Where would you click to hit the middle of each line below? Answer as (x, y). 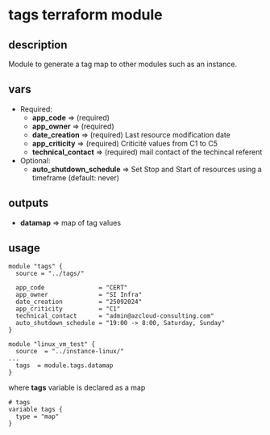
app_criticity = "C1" (68, 309)
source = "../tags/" (50, 274)
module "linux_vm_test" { (52, 344)
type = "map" (37, 417)
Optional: (35, 160)
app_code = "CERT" (72, 288)
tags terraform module (85, 15)
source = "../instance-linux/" (70, 352)
